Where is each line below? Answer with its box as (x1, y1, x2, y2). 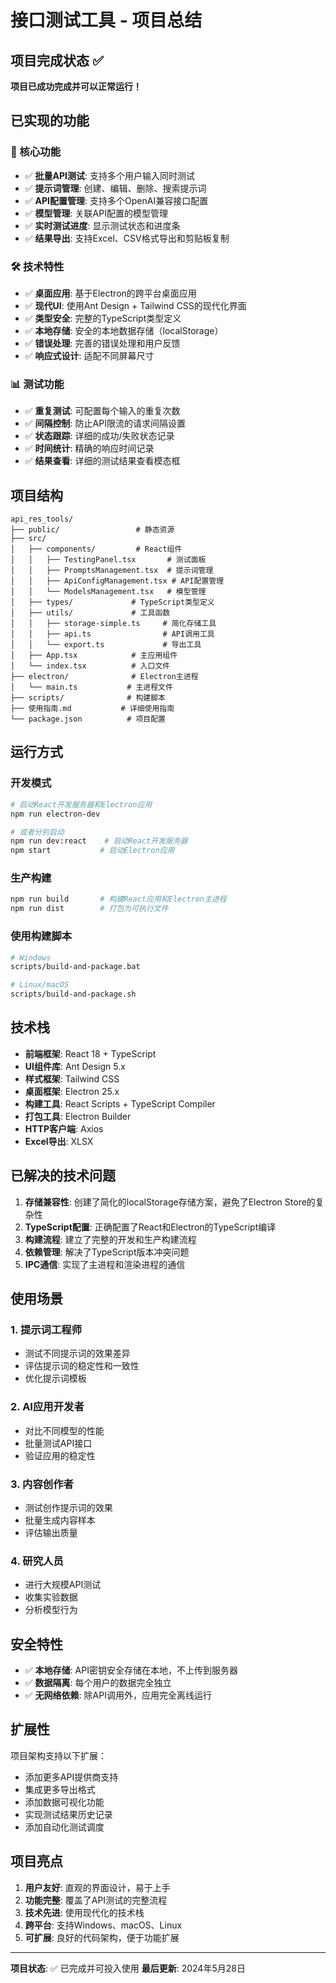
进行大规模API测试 (24, 1579, 102, 1591)
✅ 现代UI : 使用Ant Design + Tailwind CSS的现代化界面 (24, 299, 247, 311)
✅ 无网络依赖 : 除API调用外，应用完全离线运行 (24, 1689, 212, 1701)
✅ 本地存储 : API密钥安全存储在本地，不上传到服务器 (24, 1664, 238, 1676)
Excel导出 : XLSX (24, 1135, 94, 1147)
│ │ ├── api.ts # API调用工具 (10, 629, 215, 640)
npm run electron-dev (10, 809, 101, 819)
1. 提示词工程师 (10, 1322, 83, 1336)
